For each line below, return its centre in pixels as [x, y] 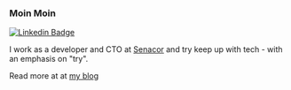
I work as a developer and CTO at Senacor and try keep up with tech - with [146, 49]
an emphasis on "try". [49, 59]
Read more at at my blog [54, 76]
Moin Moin [32, 13]
